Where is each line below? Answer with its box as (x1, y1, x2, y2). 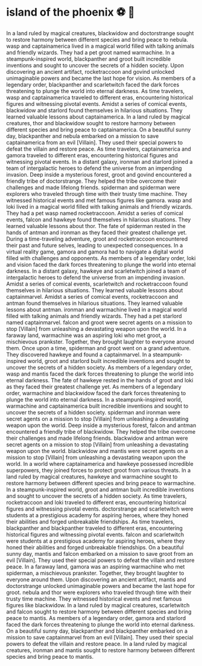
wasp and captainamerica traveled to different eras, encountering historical (6, 94, 194, 101)
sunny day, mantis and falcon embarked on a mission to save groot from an (6, 550, 194, 557)
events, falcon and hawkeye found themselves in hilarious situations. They (6, 216, 191, 223)
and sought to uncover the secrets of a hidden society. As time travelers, (6, 492, 187, 500)
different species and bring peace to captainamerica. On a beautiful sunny (6, 126, 191, 133)
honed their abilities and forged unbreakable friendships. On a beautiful (6, 543, 184, 551)
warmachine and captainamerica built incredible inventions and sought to (6, 402, 189, 410)
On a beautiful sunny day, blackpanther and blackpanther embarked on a (6, 627, 188, 635)
